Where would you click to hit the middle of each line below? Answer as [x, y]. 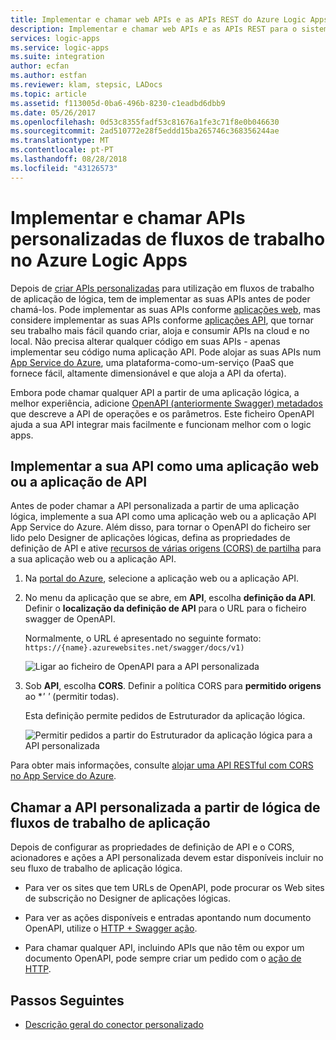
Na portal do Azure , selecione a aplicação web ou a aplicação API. [162, 578]
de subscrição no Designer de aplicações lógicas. [128, 898]
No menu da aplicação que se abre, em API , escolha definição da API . [170, 598]
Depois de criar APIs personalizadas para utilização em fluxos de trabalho [162, 288]
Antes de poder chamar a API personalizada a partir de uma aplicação [155, 506]
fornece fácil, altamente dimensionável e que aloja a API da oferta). [148, 373]
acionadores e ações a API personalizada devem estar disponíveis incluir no [167, 858]
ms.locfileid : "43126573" [64, 168]
